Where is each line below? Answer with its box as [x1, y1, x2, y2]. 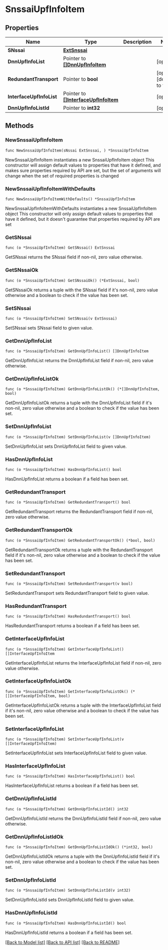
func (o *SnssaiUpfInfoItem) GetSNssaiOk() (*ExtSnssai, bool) [5, 278, 140, 283]
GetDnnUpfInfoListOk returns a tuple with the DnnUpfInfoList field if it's [5, 400, 152, 406]
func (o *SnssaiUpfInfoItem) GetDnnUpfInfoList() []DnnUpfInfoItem [5, 349, 149, 354]
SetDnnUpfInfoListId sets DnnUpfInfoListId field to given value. [5, 897, 135, 903]
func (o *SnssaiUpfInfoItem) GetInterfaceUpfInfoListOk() [5, 689, 128, 694]
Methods [5, 121, 34, 130]
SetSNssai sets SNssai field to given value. [5, 325, 93, 331]
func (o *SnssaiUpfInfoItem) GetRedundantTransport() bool [5, 500, 131, 505]
